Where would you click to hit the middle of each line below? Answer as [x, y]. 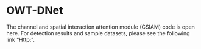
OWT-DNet [35, 10]
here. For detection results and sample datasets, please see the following [98, 33]
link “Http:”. [21, 39]
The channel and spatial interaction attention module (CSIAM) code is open [100, 27]
